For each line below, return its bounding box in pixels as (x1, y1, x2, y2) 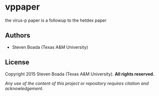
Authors (5, 31, 31, 40)
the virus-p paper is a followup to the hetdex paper (5, 17, 107, 23)
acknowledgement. (5, 85, 44, 91)
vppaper (5, 1, 40, 13)
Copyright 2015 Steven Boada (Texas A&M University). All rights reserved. (5, 71, 155, 77)
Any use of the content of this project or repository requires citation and (5, 80, 149, 86)
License (5, 58, 30, 67)
